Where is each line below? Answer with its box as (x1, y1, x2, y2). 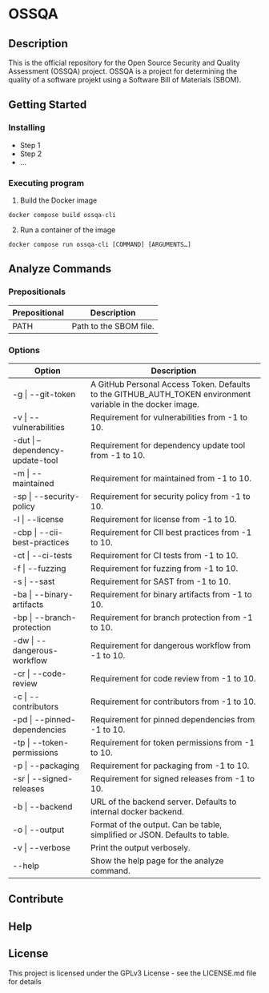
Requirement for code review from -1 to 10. (90, 673, 256, 684)
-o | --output (12, 824, 65, 835)
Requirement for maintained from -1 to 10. (90, 472, 252, 484)
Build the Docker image (19, 195, 98, 205)
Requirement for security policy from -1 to (90, 490, 251, 501)
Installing (8, 122, 46, 133)
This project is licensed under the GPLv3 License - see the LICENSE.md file (8, 968, 257, 978)
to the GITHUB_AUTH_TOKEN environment (90, 388, 251, 400)
